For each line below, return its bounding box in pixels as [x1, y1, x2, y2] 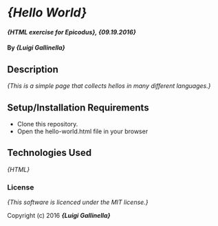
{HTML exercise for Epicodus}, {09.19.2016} [7, 27, 136, 36]
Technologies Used [7, 147, 91, 159]
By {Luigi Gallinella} [7, 43, 65, 52]
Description [7, 63, 58, 75]
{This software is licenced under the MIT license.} [7, 198, 149, 207]
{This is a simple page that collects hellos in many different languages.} [7, 82, 211, 90]
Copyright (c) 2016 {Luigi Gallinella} [7, 212, 111, 220]
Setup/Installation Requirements [7, 102, 149, 113]
